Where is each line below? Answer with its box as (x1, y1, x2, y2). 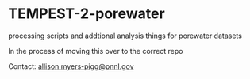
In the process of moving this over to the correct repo (8, 46, 183, 55)
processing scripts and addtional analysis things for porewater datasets (8, 31, 242, 40)
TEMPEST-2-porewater (8, 5, 165, 23)
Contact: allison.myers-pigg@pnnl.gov (8, 61, 134, 71)
